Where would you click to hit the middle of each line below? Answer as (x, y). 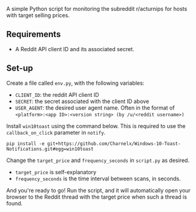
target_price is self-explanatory (56, 172)
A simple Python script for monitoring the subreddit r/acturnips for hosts (97, 9)
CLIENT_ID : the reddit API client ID (57, 94)
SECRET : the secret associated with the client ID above (82, 101)
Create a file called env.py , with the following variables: (75, 83)
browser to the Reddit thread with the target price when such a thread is (97, 197)
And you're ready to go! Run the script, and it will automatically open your (98, 190)
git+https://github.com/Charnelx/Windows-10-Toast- (114, 143)
